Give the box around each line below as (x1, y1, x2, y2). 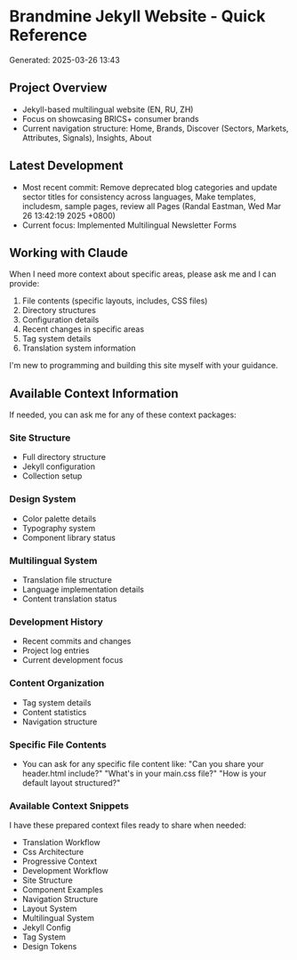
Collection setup (21, 471, 83, 481)
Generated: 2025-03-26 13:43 (9, 54, 120, 65)
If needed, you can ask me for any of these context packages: (9, 409, 237, 420)
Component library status (21, 532, 116, 543)
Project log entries (21, 645, 90, 656)
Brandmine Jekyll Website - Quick (9, 6, 266, 27)
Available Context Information (9, 385, 180, 401)
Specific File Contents (9, 738, 107, 751)
